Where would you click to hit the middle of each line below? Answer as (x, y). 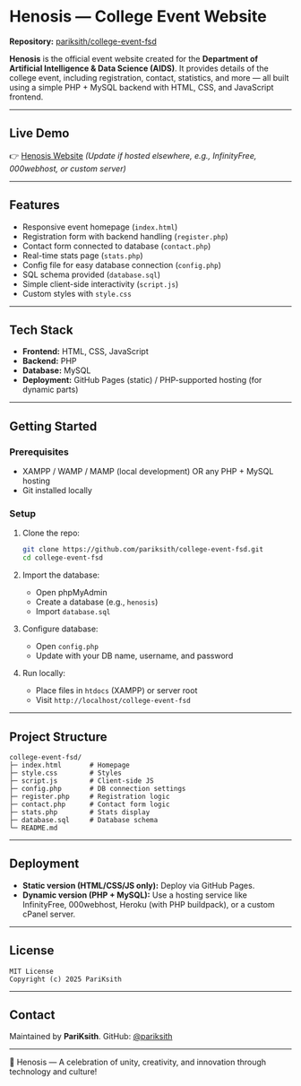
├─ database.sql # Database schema (84, 820)
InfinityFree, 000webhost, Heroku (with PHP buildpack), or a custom (148, 904)
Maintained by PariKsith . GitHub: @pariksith (91, 1037)
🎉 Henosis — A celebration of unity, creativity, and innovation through (138, 1062)
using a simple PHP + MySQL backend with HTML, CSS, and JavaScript (142, 87)
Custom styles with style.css (77, 293)
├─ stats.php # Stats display (80, 812)
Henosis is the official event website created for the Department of (133, 58)
